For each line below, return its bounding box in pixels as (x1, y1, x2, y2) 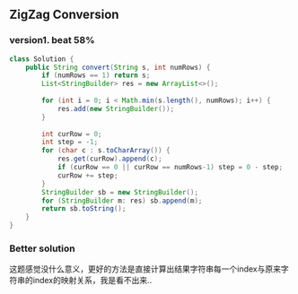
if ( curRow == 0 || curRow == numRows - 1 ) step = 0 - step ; (57, 163, 284, 172)
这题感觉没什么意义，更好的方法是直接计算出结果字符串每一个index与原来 (9, 264, 281, 274)
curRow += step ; (57, 170, 118, 180)
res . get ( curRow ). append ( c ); (57, 154, 163, 164)
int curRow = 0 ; (41, 129, 102, 138)
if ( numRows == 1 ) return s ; (41, 71, 151, 80)
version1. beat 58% (9, 34, 95, 47)
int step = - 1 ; (41, 138, 99, 147)
